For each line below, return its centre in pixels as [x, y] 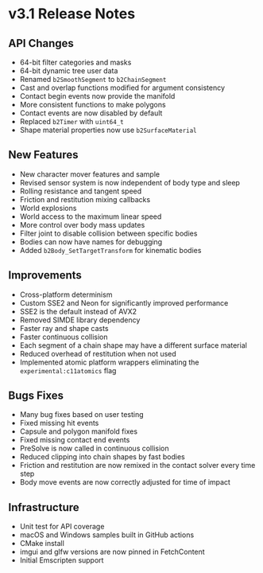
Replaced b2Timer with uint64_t [72, 121]
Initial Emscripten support [62, 560]
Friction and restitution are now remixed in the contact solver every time [137, 466]
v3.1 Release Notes [72, 14]
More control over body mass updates [82, 224]
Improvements [45, 275]
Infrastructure [44, 507]
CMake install [42, 544]
